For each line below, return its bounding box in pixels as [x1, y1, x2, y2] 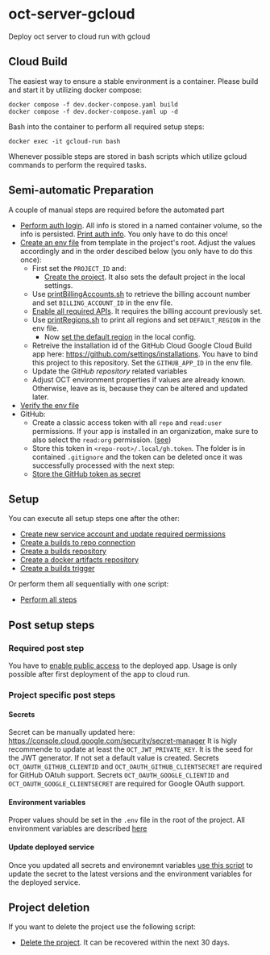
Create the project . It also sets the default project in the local [44, 272, 246, 281]
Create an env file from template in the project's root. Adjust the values [19, 237, 256, 247]
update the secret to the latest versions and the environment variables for [8, 869, 252, 878]
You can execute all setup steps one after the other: [8, 514, 180, 523]
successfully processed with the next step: [31, 461, 175, 470]
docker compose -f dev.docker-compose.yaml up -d [8, 107, 179, 115]
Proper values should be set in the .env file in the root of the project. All [8, 815, 246, 825]
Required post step [8, 642, 85, 653]
